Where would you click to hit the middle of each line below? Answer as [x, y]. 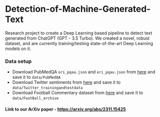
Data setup [18, 61]
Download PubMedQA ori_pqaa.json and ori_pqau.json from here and [84, 72]
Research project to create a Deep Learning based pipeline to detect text [79, 33]
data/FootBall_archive [35, 98]
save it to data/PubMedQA [36, 77]
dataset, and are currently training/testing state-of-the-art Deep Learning [79, 43]
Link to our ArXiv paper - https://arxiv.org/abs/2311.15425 [66, 109]
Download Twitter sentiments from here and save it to [67, 82]
